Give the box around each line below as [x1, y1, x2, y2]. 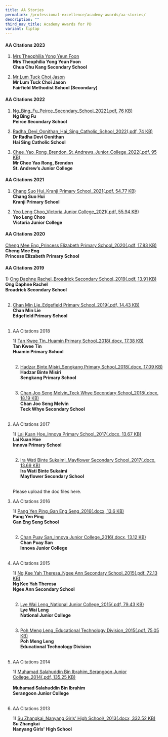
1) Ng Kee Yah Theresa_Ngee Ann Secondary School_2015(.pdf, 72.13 [12, 570, 158, 576]
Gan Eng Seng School [12, 519, 59, 525]
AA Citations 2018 [12, 328, 51, 334]
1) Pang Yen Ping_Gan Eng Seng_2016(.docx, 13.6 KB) [12, 508, 124, 514]
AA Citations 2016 [12, 498, 51, 505]
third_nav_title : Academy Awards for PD [5, 21, 92, 27]
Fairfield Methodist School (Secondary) [12, 85, 98, 91]
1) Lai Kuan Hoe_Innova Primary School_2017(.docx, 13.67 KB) [12, 431, 142, 437]
